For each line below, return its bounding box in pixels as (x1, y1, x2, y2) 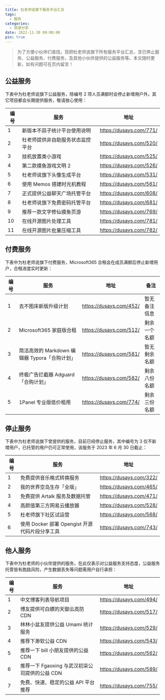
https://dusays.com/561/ (100, 180, 158, 187)
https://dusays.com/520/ (100, 140, 158, 146)
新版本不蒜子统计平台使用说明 (22, 127, 91, 134)
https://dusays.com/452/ (82, 302, 140, 309)
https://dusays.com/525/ (100, 152, 158, 159)
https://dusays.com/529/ (100, 625, 158, 631)
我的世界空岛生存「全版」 (20, 484, 80, 490)
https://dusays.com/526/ (100, 162, 158, 169)
